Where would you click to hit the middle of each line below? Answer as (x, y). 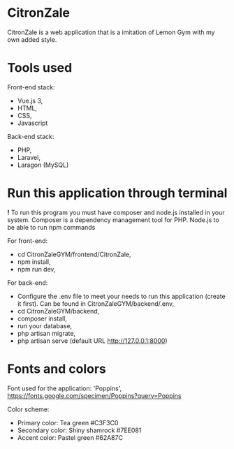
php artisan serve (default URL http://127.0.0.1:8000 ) (92, 341)
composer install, (42, 318)
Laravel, (29, 157)
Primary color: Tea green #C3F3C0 (68, 422)
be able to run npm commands (51, 227)
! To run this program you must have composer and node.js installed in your (116, 212)
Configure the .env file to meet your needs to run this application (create (121, 296)
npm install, (34, 262)
